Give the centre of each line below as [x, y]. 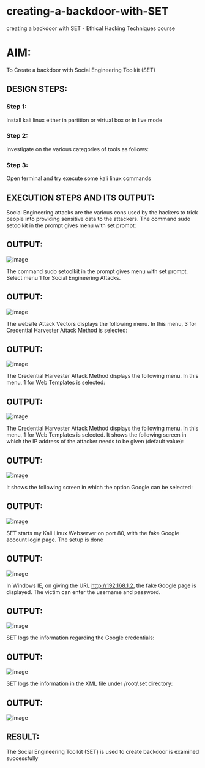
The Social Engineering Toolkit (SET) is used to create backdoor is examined [103, 751]
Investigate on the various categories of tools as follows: [77, 149]
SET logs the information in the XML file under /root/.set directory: [90, 683]
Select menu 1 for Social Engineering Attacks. [64, 277]
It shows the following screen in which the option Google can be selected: [99, 488]
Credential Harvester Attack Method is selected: [67, 330]
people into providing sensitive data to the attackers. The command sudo [99, 219]
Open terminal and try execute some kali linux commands [79, 178]
